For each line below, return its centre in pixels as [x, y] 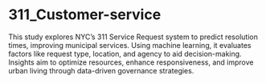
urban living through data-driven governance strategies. [101, 70]
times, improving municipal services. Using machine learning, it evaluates [130, 45]
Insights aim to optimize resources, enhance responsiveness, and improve [131, 62]
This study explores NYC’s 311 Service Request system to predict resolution [133, 37]
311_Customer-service [85, 15]
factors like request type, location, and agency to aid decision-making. [125, 53]
